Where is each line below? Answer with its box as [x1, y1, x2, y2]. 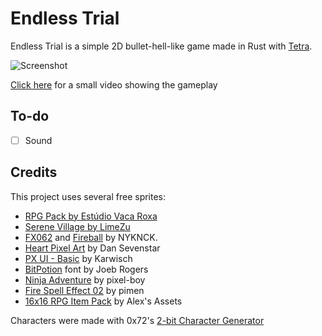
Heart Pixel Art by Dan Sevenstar [24, 242, 161, 254]
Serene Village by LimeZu [24, 220, 131, 232]
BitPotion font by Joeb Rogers [24, 263, 149, 275]
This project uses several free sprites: [10, 190, 167, 202]
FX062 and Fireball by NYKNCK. [24, 231, 158, 243]
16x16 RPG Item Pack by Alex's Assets [24, 295, 183, 307]
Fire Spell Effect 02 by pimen [24, 284, 145, 296]
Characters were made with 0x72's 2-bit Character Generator [10, 314, 265, 326]
